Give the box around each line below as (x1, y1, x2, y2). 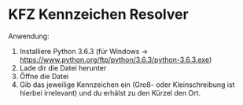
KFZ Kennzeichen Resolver (8, 5, 189, 24)
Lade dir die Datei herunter (19, 63, 107, 72)
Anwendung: (8, 31, 50, 41)
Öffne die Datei (19, 71, 69, 81)
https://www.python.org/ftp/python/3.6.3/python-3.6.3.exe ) (19, 55, 212, 64)
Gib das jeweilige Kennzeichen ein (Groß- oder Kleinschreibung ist (19, 80, 235, 89)
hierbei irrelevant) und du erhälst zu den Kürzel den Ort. (19, 88, 201, 97)
